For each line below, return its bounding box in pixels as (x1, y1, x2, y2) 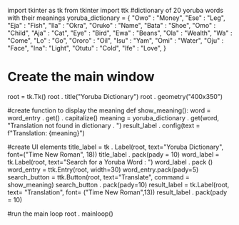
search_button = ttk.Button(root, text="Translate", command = (7, 172, 190, 181)
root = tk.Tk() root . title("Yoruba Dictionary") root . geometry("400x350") (7, 92, 223, 100)
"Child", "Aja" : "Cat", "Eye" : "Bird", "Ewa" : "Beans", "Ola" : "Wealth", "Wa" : (7, 28, 233, 37)
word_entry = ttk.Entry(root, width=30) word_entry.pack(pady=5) (7, 165, 199, 174)
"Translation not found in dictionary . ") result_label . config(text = (7, 121, 200, 130)
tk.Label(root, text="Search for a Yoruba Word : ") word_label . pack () (7, 157, 213, 166)
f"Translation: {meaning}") (7, 128, 86, 137)
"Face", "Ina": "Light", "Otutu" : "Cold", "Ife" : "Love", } (7, 44, 166, 52)
